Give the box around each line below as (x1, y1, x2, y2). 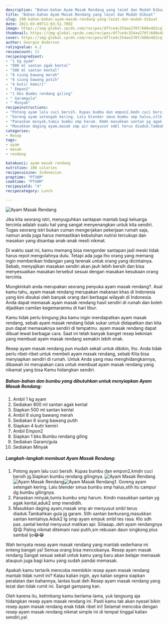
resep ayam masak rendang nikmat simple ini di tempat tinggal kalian (5, 608, 148, 614)
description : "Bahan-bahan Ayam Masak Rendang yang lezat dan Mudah (5, 7, 151, 13)
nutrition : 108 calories (5, 165, 57, 170)
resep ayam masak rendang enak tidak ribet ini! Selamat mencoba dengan (5, 603, 158, 609)
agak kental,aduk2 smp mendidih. (12, 500, 83, 506)
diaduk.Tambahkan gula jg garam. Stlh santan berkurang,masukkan (12, 510, 152, 516)
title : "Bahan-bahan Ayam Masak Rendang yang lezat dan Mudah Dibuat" (5, 12, 156, 17)
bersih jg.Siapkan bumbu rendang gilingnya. (12, 473, 104, 479)
